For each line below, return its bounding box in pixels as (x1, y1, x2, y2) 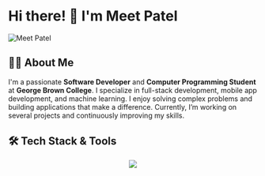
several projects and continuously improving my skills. (8, 110, 184, 120)
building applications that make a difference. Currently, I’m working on (8, 102, 237, 111)
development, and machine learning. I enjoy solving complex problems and (8, 94, 253, 103)
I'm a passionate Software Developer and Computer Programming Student (8, 77, 256, 86)
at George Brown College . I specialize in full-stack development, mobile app (8, 85, 257, 95)
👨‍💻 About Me (8, 56, 74, 69)
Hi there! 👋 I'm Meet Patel (8, 7, 178, 25)
